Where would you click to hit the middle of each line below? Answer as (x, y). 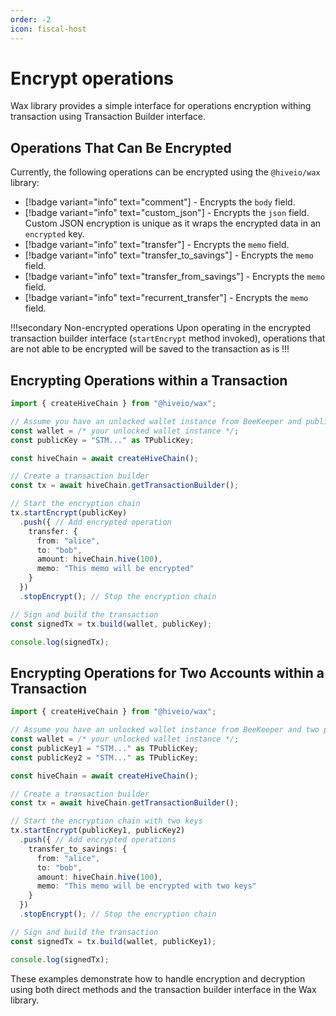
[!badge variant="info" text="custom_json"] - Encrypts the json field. (167, 213)
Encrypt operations (92, 78)
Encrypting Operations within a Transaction (149, 380)
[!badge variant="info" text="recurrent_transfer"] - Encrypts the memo (166, 298)
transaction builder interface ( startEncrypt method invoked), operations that (168, 338)
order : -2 (31, 19)
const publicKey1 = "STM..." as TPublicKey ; (104, 748)
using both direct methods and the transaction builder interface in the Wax (163, 989)
